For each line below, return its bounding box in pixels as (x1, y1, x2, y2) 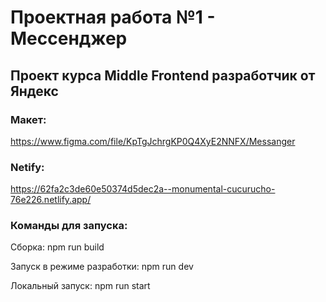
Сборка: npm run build (10, 241, 105, 253)
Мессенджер (10, 27, 128, 50)
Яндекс (10, 82, 59, 100)
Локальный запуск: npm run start (10, 280, 151, 292)
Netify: (10, 160, 45, 174)
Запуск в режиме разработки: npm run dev (10, 261, 194, 273)
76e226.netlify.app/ (10, 194, 92, 206)
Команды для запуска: (10, 219, 128, 233)
